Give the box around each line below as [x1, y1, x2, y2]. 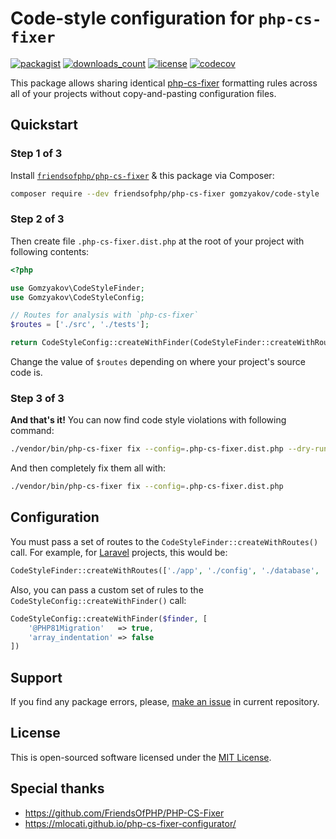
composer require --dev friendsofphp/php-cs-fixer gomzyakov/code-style [10, 188, 320, 199]
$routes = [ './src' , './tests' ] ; [10, 320, 150, 330]
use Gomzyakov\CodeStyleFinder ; [10, 283, 145, 293]
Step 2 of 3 [10, 212, 65, 226]
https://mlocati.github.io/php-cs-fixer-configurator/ [24, 817, 237, 829]
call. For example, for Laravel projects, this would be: [10, 546, 228, 558]
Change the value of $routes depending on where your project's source [10, 356, 306, 368]
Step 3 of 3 [10, 391, 65, 405]
